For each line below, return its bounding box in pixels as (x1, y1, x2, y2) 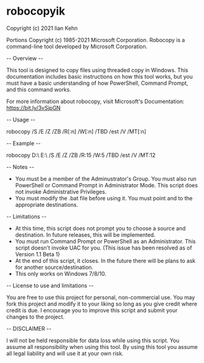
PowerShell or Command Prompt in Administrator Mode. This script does (15, 181, 198, 189)
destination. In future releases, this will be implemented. (15, 231, 156, 239)
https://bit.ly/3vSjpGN (6, 104, 61, 111)
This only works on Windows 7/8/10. (15, 270, 107, 277)
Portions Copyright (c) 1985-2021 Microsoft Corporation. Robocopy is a (6, 36, 185, 43)
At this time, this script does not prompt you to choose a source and (15, 225, 186, 232)
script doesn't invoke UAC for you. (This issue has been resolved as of (15, 244, 192, 251)
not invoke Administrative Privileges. (15, 188, 107, 195)
